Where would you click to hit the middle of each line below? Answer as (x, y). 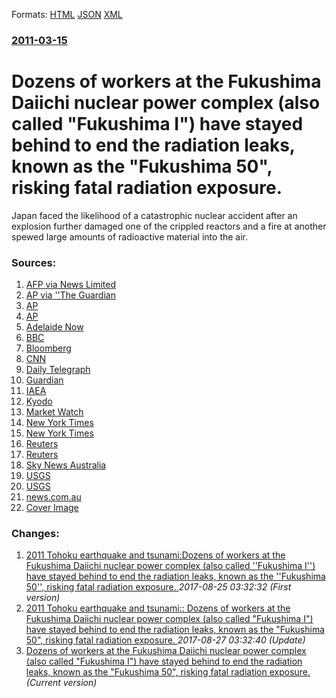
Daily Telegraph (58, 370)
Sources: (34, 262)
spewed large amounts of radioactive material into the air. (130, 236)
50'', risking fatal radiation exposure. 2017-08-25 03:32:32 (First (158, 587)
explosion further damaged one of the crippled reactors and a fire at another (169, 226)
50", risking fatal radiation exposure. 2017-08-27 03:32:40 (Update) (165, 640)
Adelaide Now (54, 327)
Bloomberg (48, 348)
